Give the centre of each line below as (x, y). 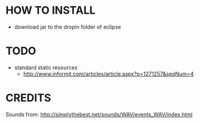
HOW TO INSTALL (51, 10)
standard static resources (46, 67)
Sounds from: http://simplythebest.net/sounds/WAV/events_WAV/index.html (99, 114)
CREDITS (28, 98)
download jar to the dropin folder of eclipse (67, 27)
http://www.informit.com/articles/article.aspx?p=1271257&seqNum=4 (108, 74)
